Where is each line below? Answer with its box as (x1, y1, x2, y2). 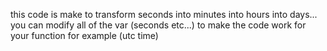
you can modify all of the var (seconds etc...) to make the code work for (10, 19, 307, 31)
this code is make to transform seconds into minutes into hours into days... (10, 9, 318, 20)
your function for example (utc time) (10, 30, 159, 41)
